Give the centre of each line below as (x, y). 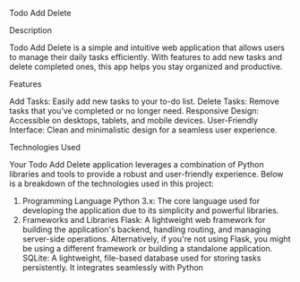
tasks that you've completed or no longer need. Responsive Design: (134, 111)
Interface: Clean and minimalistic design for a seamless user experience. (143, 130)
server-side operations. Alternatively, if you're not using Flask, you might (156, 239)
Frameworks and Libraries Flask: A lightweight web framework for (144, 220)
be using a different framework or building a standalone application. (147, 248)
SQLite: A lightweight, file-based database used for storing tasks (141, 258)
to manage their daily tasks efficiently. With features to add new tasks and (146, 57)
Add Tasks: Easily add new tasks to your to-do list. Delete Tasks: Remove (144, 101)
